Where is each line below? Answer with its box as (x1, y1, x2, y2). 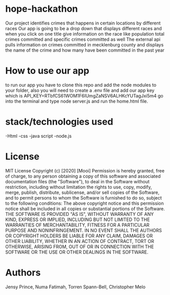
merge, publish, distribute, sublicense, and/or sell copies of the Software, (5, 189, 160, 195)
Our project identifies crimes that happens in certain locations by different (5, 20, 161, 26)
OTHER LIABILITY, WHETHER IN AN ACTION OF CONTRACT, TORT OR (5, 238, 154, 244)
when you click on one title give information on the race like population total (5, 31, 165, 37)
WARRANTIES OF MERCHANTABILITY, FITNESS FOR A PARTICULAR (5, 222, 150, 228)
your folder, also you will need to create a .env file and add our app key (5, 87, 155, 93)
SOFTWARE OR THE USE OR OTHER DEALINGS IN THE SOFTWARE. (5, 249, 149, 255)
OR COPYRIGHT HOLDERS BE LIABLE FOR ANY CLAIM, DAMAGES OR (5, 233, 153, 239)
